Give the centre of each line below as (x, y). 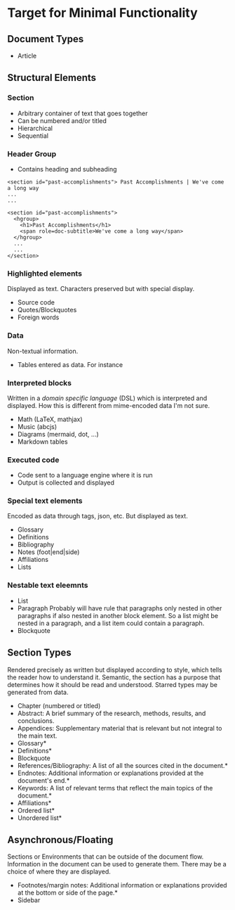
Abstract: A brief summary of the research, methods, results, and (112, 713)
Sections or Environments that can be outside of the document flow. (106, 857)
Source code (36, 302)
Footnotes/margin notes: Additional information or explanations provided (122, 885)
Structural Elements (52, 78)
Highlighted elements (45, 274)
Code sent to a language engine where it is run (85, 475)
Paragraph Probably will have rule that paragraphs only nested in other (120, 608)
